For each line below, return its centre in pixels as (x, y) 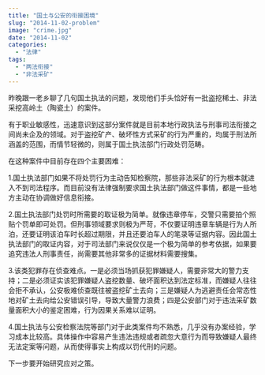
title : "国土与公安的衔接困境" (54, 15)
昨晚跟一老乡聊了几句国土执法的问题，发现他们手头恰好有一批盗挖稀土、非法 (132, 97)
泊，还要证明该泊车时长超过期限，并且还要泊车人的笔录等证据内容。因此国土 (132, 234)
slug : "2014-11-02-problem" (54, 23)
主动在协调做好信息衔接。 (56, 197)
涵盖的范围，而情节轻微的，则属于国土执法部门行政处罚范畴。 (108, 144)
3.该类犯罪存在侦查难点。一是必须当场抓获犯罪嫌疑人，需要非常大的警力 (125, 270)
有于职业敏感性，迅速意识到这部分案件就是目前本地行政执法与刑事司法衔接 (129, 124)
